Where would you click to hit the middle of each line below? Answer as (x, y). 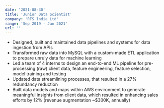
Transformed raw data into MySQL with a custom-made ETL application (86, 53)
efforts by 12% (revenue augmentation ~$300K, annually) (71, 100)
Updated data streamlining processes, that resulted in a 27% (74, 79)
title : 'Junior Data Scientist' (39, 14)
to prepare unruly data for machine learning (57, 58)
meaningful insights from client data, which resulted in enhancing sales (85, 95)
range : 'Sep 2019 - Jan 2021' (37, 24)
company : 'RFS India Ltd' (32, 19)
